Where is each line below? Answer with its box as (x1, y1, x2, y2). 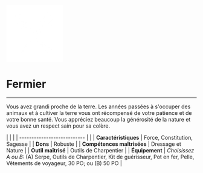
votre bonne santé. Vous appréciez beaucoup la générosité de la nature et (6, 116, 191, 123)
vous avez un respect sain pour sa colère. (6, 122, 111, 129)
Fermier (6, 77, 47, 91)
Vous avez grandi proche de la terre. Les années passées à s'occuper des (6, 103, 191, 110)
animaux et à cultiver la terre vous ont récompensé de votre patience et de (6, 109, 192, 116)
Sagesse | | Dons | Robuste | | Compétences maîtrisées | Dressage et (6, 140, 181, 148)
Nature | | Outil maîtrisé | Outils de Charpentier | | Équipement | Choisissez (6, 146, 195, 154)
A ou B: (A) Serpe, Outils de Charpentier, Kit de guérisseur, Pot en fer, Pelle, (6, 153, 195, 160)
